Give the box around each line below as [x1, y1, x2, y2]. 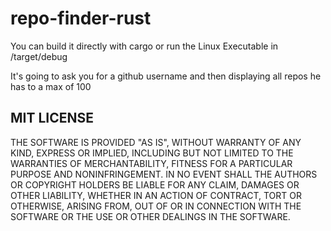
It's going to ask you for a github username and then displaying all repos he [10, 70, 322, 82]
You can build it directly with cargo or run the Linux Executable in [10, 40, 279, 52]
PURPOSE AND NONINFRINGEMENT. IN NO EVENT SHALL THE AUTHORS [10, 168, 318, 180]
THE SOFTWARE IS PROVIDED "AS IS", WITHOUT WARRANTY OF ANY [10, 136, 302, 148]
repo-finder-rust [10, 7, 152, 30]
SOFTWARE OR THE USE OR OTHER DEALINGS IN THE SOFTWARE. [10, 210, 291, 222]
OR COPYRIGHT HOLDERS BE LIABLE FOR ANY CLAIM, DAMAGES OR [10, 178, 300, 191]
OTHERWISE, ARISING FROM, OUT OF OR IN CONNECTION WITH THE [10, 200, 302, 212]
